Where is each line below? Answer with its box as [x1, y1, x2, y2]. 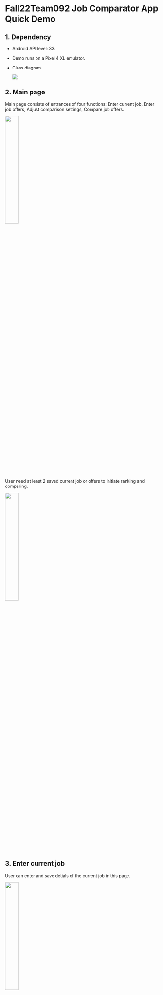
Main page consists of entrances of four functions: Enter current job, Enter [5, 101, 155, 107]
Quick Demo [5, 13, 56, 24]
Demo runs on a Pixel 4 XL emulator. [12, 55, 85, 61]
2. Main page [5, 88, 45, 96]
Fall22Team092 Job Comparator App [5, 3, 159, 14]
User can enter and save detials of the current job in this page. [5, 872, 130, 879]
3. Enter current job [5, 859, 65, 868]
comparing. [5, 483, 28, 489]
